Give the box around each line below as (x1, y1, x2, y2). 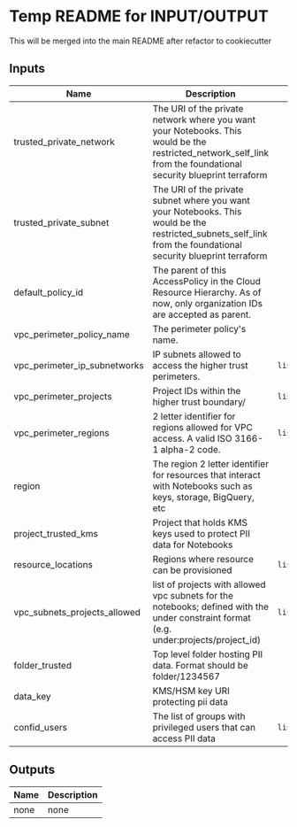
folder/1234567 (152, 670, 221, 683)
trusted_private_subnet (13, 216, 110, 228)
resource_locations (13, 558, 93, 570)
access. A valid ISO (152, 432, 232, 444)
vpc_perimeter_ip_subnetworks (13, 359, 144, 371)
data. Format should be (152, 659, 249, 671)
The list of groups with (152, 710, 246, 723)
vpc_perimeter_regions (13, 427, 110, 439)
